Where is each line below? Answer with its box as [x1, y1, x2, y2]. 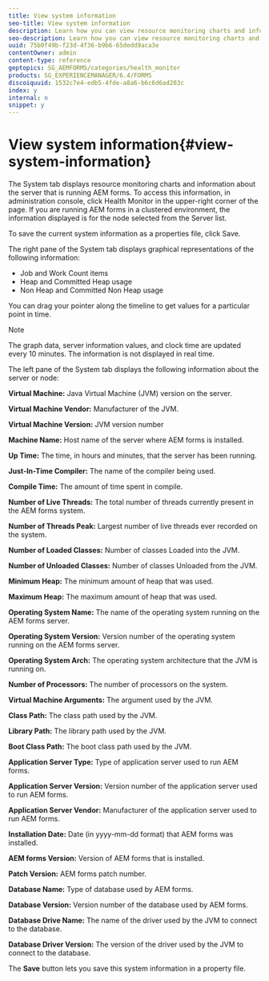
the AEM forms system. [8, 506, 86, 515]
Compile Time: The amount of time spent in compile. [8, 482, 183, 491]
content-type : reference [8, 57, 91, 65]
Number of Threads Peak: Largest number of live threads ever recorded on [8, 522, 258, 531]
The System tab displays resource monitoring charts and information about [8, 180, 256, 189]
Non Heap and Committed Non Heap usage [19, 285, 164, 295]
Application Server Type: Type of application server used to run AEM [8, 757, 239, 767]
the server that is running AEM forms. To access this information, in [8, 188, 231, 197]
